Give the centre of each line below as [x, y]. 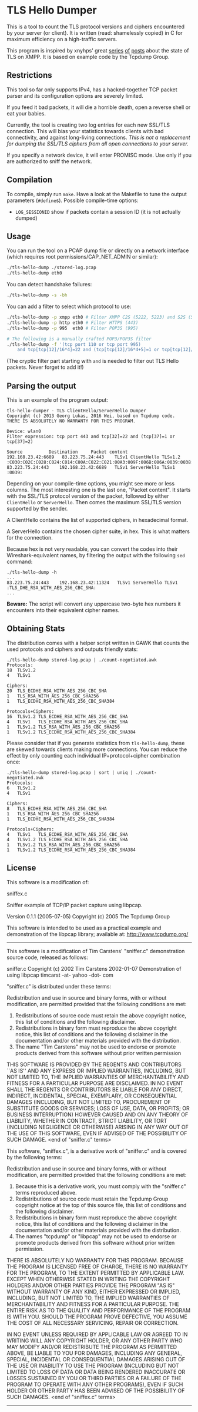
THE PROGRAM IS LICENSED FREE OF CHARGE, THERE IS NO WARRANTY [98, 1266]
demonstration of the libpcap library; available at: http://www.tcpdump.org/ [98, 934]
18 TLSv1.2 [21, 670]
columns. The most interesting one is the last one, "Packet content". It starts [99, 490]
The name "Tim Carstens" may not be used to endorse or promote [95, 1047]
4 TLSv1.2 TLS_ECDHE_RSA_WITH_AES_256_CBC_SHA [67, 839]
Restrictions [29, 75]
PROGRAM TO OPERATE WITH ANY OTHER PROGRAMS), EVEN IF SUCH [95, 1384]
